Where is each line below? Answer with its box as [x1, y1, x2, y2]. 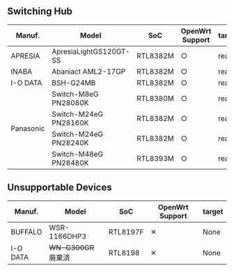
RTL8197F [108, 227, 144, 237]
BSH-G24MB [52, 78, 96, 88]
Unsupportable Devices [7, 182, 113, 193]
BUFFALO [10, 227, 42, 237]
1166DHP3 [48, 231, 87, 241]
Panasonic [10, 123, 45, 133]
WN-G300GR [48, 243, 95, 253]
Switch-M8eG [52, 89, 99, 99]
